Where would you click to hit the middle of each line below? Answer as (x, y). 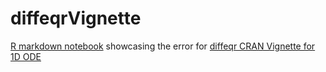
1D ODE (26, 56)
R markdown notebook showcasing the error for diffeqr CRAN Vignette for (163, 46)
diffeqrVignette (76, 18)
